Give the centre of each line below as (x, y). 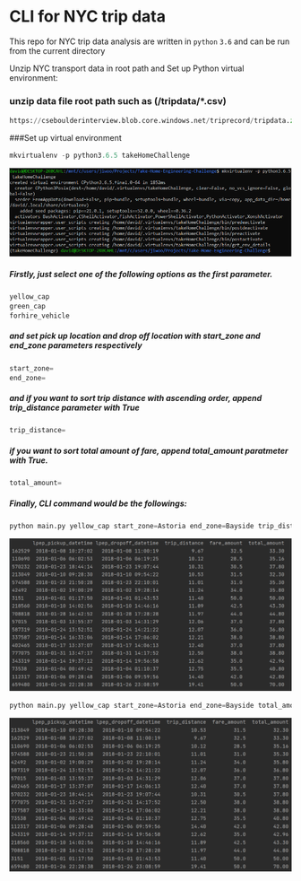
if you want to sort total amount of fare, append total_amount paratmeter (149, 450)
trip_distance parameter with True (75, 408)
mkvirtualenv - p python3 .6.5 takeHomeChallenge (100, 156)
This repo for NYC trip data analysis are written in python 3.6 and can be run (150, 41)
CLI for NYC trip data (87, 17)
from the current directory (57, 50)
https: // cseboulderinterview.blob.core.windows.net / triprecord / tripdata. (150, 121)
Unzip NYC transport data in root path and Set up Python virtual (127, 68)
